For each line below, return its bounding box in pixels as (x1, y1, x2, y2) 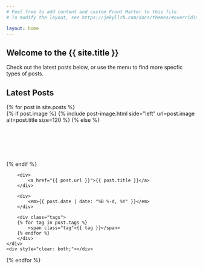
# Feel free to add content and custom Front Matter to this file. (6, 8, 180, 15)
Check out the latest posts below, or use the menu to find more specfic (6, 64, 183, 71)
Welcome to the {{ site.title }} (6, 48, 119, 58)
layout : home (6, 25, 39, 31)
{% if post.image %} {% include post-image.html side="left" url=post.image (6, 110, 195, 117)
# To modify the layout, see (6, 14, 80, 21)
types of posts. (6, 70, 44, 77)
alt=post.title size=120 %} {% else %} (6, 116, 100, 124)
